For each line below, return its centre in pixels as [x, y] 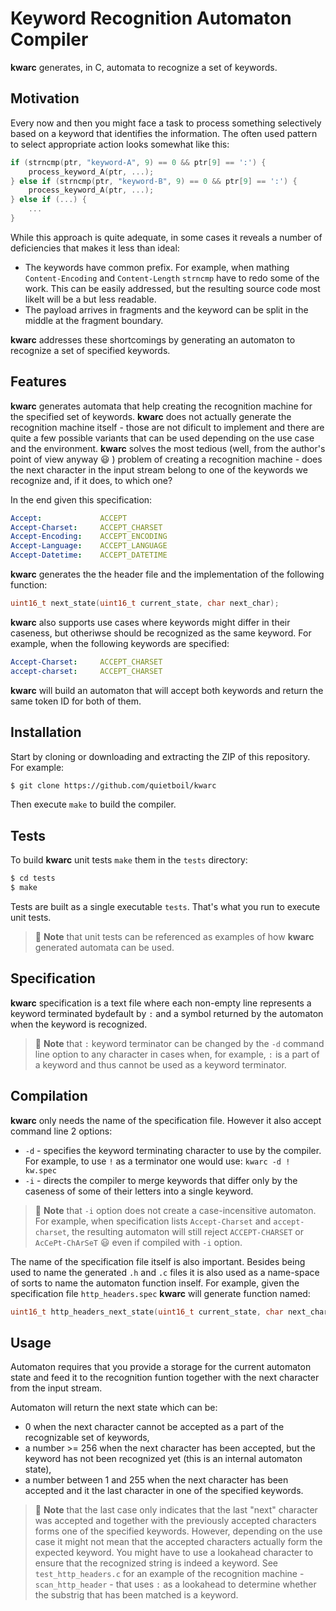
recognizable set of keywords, [87, 1438]
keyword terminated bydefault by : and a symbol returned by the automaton [167, 1013]
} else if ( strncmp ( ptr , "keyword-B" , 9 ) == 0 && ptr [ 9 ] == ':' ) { [154, 181]
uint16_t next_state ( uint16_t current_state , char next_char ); [145, 603]
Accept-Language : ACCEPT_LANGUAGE [89, 546]
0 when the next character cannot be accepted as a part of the [154, 1427]
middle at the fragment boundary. [94, 320]
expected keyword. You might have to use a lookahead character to [174, 1553]
